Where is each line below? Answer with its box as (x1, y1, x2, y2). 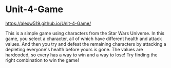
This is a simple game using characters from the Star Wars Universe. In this (5, 30, 165, 36)
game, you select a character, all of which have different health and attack (5, 36, 162, 42)
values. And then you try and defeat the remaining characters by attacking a (5, 41, 166, 47)
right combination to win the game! (5, 57, 80, 63)
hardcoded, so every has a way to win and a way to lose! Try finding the (5, 52, 158, 58)
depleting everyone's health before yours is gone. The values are (5, 46, 143, 52)
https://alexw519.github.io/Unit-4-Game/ (5, 20, 91, 26)
